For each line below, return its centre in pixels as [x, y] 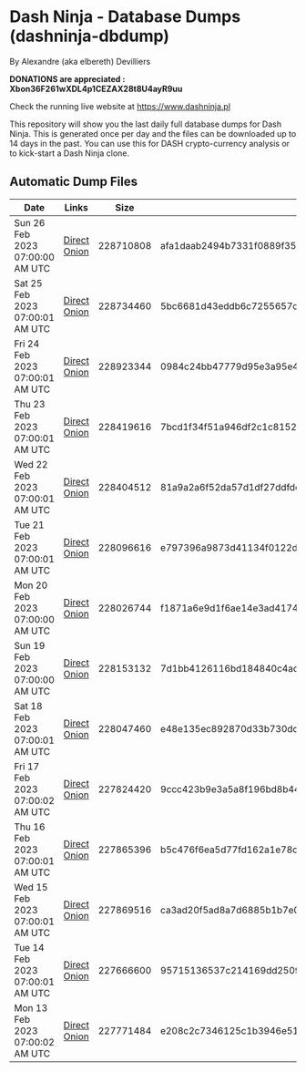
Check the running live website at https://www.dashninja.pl [120, 106]
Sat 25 [28, 283]
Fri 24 [27, 344]
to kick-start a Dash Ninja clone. [70, 153]
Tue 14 [29, 947]
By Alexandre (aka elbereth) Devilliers [80, 61]
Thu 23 [30, 404]
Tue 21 [29, 524]
